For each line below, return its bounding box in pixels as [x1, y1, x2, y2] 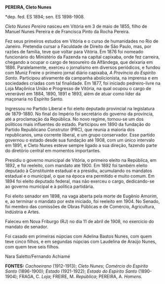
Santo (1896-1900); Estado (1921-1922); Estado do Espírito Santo [5, 268, 137, 274]
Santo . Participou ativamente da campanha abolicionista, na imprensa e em [5, 75, 159, 81]
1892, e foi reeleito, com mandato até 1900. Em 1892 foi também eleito [5, 163, 148, 168]
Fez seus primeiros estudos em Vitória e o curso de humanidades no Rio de [5, 38, 159, 44]
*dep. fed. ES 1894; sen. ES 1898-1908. [5, 14, 85, 19]
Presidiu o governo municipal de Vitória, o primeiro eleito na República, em [5, 157, 157, 163]
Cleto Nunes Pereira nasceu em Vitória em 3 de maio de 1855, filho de [5, 23, 147, 29]
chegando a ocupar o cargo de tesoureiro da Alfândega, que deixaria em [5, 59, 153, 65]
